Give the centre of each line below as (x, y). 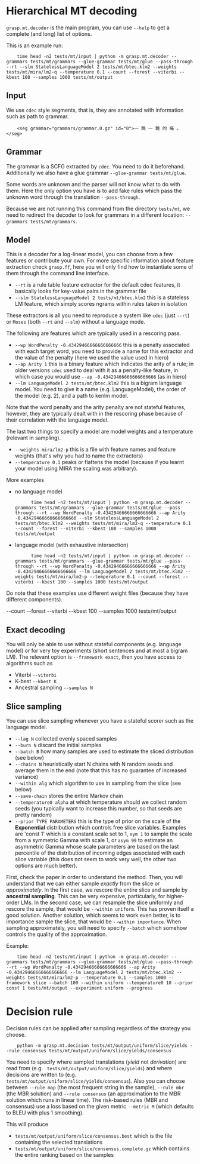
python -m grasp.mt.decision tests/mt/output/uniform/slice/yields (102, 1045)
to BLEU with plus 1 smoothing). (45, 1113)
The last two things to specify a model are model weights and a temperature (100, 432)
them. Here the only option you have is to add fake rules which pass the (94, 191)
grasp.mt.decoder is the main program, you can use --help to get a (88, 27)
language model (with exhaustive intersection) (71, 545)
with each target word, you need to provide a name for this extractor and (104, 351)
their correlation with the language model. (57, 420)
